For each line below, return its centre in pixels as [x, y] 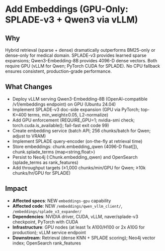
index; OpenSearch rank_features [46, 243]
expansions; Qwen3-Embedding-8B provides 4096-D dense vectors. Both [81, 61]
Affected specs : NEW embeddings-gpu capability [62, 201]
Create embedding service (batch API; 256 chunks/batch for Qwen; [82, 130]
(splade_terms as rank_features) [45, 162]
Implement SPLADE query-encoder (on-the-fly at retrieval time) [77, 141]
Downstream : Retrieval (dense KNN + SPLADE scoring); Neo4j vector [84, 238]
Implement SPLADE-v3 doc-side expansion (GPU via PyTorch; [76, 109]
